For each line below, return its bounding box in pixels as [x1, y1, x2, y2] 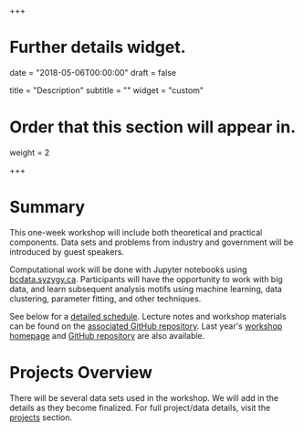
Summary [9, 197, 85, 217]
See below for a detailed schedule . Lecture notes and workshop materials [9, 311, 287, 321]
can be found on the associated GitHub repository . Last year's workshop [9, 321, 283, 332]
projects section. [9, 412, 73, 423]
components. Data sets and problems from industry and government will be [9, 237, 294, 248]
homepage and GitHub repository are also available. [9, 330, 205, 341]
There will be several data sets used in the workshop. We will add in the [9, 392, 279, 403]
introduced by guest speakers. [9, 246, 125, 257]
